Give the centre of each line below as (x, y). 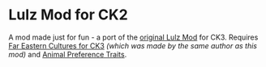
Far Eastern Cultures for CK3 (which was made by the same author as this (133, 45)
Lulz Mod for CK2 (68, 15)
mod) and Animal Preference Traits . (68, 54)
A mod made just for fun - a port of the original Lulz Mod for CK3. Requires (133, 37)
